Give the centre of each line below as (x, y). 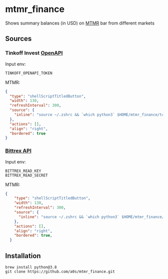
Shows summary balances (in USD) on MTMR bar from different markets (80, 23)
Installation (23, 256)
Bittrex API (18, 151)
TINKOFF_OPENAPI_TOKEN (29, 73)
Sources (18, 39)
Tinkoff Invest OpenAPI (34, 53)
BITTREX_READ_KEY (23, 171)
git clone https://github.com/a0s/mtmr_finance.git (60, 271)
